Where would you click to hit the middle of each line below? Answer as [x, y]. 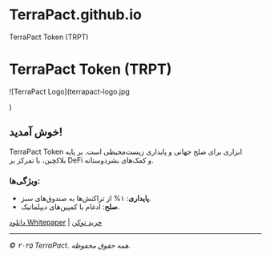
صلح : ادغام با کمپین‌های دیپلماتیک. [70, 207]
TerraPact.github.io [76, 15]
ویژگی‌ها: [25, 180]
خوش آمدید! [36, 133]
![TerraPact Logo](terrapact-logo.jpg [70, 91]
